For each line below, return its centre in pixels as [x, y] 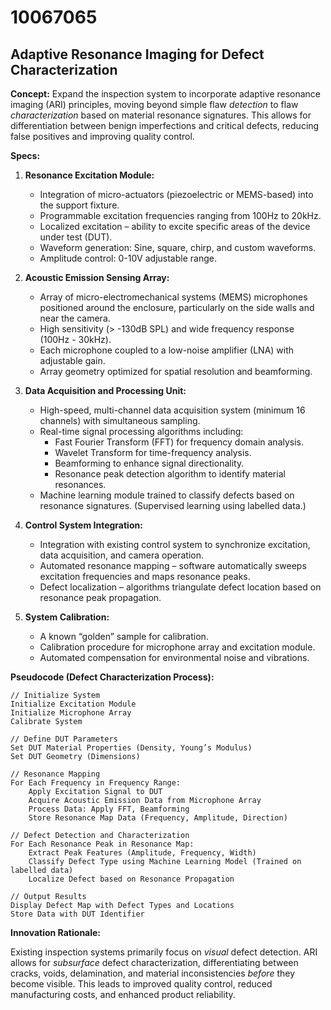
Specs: [25, 155]
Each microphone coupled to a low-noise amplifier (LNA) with [167, 350]
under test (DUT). [76, 237]
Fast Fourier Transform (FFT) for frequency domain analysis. [179, 442]
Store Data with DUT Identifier [77, 914]
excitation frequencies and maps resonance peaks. [145, 576]
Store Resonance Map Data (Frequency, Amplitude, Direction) [158, 818]
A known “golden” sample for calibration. [124, 636]
